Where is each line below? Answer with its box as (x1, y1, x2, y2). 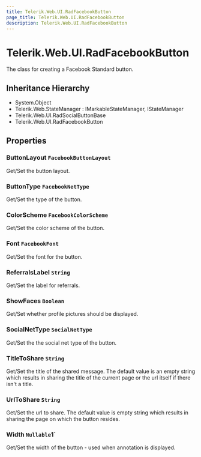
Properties (6, 136, 47, 146)
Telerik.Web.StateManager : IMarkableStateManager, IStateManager (14, 106, 184, 113)
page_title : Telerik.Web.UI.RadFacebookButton (6, 14, 125, 20)
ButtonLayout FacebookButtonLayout (6, 154, 111, 162)
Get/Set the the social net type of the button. (6, 339, 117, 346)
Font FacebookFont (6, 240, 59, 248)
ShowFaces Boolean (6, 297, 65, 305)
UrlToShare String (6, 395, 61, 404)
